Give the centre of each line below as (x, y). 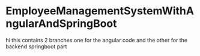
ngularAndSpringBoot (62, 24)
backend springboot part (36, 46)
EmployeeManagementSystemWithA (100, 11)
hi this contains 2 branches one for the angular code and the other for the (96, 40)
